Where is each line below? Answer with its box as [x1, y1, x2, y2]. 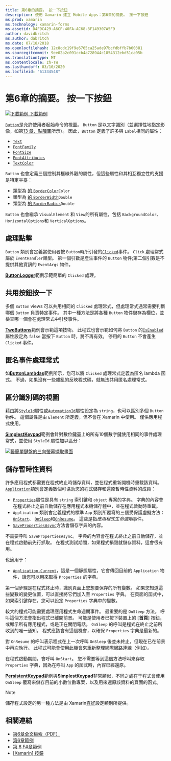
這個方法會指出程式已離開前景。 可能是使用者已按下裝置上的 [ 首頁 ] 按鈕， [9, 615, 165, 621]
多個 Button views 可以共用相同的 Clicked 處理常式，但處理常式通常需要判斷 [5, 303, 165, 309]
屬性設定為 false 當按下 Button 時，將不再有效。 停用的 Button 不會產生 [5, 333, 156, 339]
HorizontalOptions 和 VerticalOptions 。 [5, 218, 89, 224]
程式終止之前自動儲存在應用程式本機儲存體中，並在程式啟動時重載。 [17, 503, 161, 509]
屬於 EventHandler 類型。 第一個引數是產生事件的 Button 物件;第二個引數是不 [5, 255, 165, 261]
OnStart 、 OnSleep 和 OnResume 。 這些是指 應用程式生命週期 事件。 [12, 516, 146, 521]
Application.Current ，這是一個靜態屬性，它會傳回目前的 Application [12, 567, 159, 574]
